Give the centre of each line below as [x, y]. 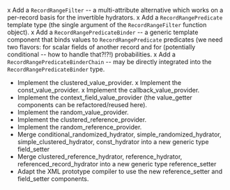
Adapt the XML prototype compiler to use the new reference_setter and [120, 171]
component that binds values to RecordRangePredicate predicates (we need [115, 40]
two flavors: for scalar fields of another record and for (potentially [101, 47]
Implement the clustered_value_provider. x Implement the [99, 82]
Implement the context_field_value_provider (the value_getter [105, 97]
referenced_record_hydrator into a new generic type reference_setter [117, 164]
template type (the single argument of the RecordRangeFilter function [107, 25]
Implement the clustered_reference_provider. [82, 120]
